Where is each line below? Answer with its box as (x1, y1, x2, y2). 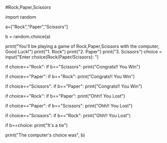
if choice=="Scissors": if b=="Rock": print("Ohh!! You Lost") (5, 113, 131, 118)
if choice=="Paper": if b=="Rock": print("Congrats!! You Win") (5, 74, 135, 80)
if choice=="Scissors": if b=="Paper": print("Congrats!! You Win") (5, 83, 143, 89)
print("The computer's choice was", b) (5, 132, 85, 138)
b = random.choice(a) (5, 34, 51, 39)
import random (5, 14, 36, 20)
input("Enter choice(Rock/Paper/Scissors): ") (5, 54, 99, 60)
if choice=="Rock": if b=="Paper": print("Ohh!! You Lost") (5, 93, 126, 99)
